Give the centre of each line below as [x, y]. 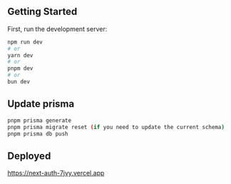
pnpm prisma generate [40, 121]
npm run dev [25, 42]
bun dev [19, 82]
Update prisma [41, 104]
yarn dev [20, 55]
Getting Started [42, 12]
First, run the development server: [57, 29]
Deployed [29, 156]
